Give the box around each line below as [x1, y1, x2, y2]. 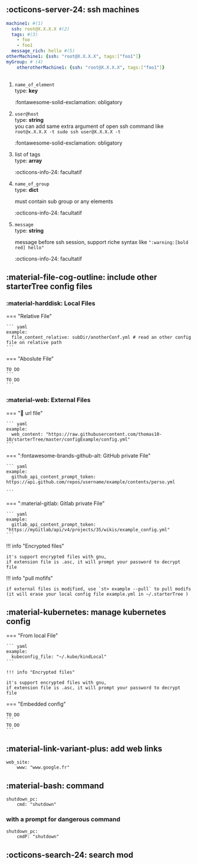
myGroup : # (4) [6, 59, 44, 65]
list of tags [14, 150, 41, 158]
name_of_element [14, 82, 55, 88]
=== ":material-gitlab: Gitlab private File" [6, 500, 105, 507]
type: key [14, 87, 38, 94]
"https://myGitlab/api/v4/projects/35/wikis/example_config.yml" [6, 526, 170, 532]
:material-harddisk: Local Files [6, 299, 96, 307]
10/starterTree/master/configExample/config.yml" [6, 436, 131, 442]
